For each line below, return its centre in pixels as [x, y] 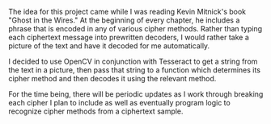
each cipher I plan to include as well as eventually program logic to [119, 103]
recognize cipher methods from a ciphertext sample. [96, 111]
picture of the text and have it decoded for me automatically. [109, 46]
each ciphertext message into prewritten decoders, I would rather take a [129, 37]
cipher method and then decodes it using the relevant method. [112, 79]
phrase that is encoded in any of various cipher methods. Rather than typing [135, 29]
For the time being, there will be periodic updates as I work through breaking [136, 94]
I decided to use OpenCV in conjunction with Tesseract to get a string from [133, 61]
